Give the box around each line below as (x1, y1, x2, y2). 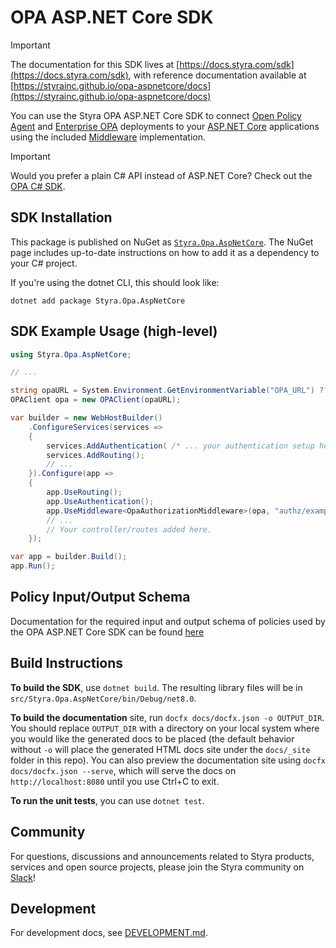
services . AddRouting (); (46, 450, 145, 460)
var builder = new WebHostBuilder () (10, 413, 163, 423)
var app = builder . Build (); (10, 552, 128, 562)
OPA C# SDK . (10, 180, 66, 192)
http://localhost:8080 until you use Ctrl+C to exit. (10, 775, 220, 787)
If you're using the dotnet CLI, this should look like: (10, 276, 220, 288)
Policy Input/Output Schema (10, 589, 191, 606)
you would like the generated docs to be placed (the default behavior (10, 732, 295, 745)
